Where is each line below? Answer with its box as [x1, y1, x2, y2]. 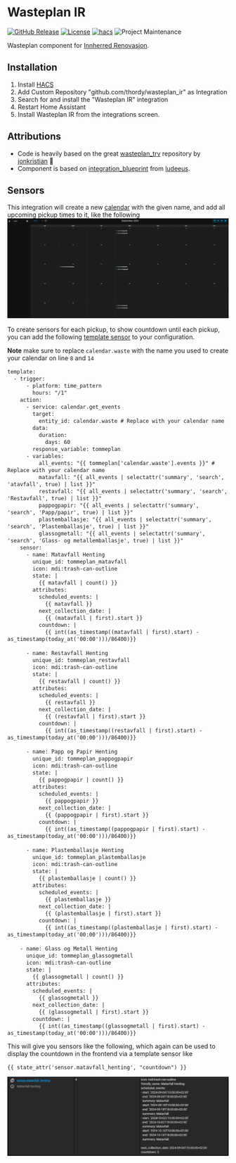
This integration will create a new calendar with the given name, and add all [7, 203, 226, 212]
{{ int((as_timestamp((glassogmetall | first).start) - [38, 1023, 206, 1030]
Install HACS [17, 80, 54, 89]
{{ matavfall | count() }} [38, 580, 118, 587]
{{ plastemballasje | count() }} [38, 875, 137, 882]
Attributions [7, 131, 62, 143]
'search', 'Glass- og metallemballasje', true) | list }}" [7, 538, 184, 545]
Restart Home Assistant [17, 103, 86, 111]
